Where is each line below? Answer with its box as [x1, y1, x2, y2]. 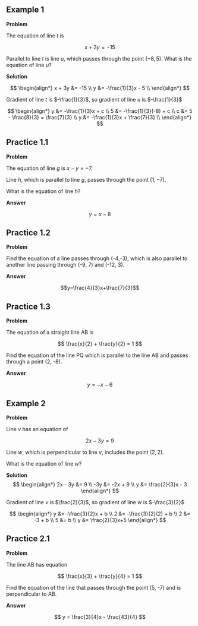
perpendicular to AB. [6, 590, 57, 597]
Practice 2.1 [6, 534, 51, 544]
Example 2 [6, 398, 46, 409]
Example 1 [6, 5, 45, 15]
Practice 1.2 [6, 228, 51, 238]
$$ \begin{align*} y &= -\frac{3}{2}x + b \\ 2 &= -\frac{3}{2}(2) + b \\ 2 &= [9, 510, 191, 517]
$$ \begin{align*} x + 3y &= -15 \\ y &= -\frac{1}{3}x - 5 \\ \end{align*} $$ [10, 84, 190, 91]
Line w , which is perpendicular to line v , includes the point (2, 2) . [6, 448, 165, 456]
